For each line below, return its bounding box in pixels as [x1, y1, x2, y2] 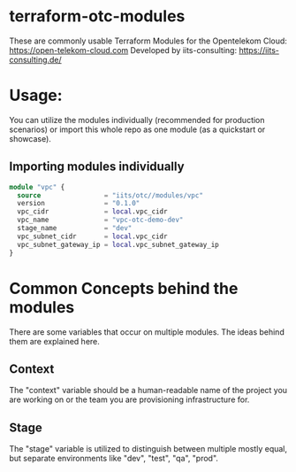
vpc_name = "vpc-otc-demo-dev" [17, 215, 184, 225]
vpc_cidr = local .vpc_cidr [17, 207, 168, 216]
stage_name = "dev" [17, 224, 133, 233]
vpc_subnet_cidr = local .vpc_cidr [17, 232, 168, 241]
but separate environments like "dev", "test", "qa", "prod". [9, 453, 219, 464]
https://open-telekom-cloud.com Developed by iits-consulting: [9, 44, 237, 55]
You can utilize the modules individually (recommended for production [9, 114, 265, 125]
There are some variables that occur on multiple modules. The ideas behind [9, 326, 285, 337]
